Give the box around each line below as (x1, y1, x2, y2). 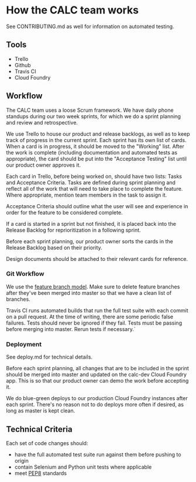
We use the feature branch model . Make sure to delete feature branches (6, 283, 180, 290)
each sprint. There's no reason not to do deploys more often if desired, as (6, 401, 184, 408)
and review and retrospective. (6, 119, 78, 126)
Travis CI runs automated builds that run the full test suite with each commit (6, 307, 188, 314)
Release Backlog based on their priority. (6, 244, 102, 251)
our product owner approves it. (6, 161, 81, 168)
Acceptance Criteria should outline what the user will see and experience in (6, 202, 188, 209)
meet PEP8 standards (14, 469, 67, 477)
